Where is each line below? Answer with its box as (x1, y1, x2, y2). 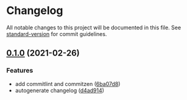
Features (6, 66, 34, 75)
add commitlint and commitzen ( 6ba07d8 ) (15, 80, 121, 87)
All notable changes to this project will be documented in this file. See (6, 24, 182, 31)
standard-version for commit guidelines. (6, 30, 107, 37)
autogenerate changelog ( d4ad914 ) (15, 87, 105, 94)
